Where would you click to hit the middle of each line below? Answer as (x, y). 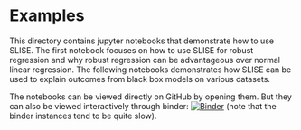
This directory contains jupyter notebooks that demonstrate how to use (141, 41)
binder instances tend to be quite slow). (83, 116)
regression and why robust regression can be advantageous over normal (145, 60)
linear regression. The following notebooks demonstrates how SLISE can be (150, 70)
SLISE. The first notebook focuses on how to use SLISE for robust (132, 50)
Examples (47, 16)
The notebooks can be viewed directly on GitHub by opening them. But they (150, 97)
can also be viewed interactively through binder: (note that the (143, 106)
